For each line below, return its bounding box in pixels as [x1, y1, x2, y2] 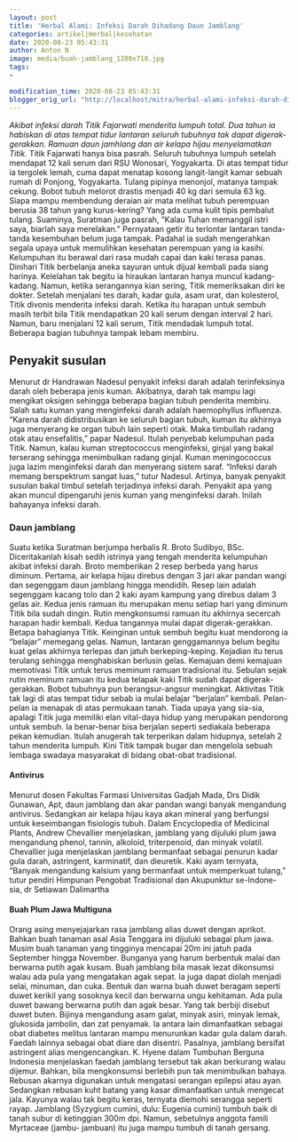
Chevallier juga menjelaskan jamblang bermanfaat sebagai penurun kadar [9, 846, 278, 857]
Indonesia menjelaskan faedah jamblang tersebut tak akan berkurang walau [9, 1057, 286, 1067]
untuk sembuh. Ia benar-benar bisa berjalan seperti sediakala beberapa [9, 721, 271, 731]
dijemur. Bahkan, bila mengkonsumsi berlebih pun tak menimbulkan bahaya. [9, 1066, 287, 1076]
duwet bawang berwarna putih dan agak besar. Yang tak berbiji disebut [9, 1000, 271, 1010]
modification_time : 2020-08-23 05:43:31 [9, 86, 161, 96]
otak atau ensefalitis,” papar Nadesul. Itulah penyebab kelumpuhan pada [9, 433, 275, 444]
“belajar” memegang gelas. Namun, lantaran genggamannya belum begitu [9, 636, 280, 647]
